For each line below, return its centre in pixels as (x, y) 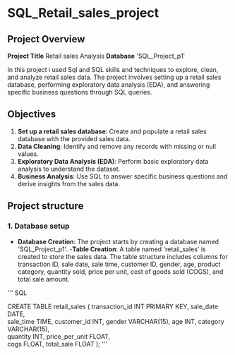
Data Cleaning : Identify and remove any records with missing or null (117, 146)
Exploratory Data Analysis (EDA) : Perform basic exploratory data (113, 161)
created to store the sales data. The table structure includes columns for (122, 256)
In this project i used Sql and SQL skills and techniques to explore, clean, (113, 70)
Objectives (32, 114)
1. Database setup (38, 226)
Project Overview (46, 39)
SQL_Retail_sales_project (83, 13)
